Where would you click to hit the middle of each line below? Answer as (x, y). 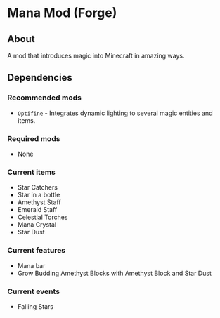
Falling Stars (35, 306)
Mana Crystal (37, 225)
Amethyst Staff (39, 202)
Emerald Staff (37, 210)
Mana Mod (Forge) (62, 13)
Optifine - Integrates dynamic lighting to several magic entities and (115, 113)
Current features (37, 251)
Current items (32, 172)
